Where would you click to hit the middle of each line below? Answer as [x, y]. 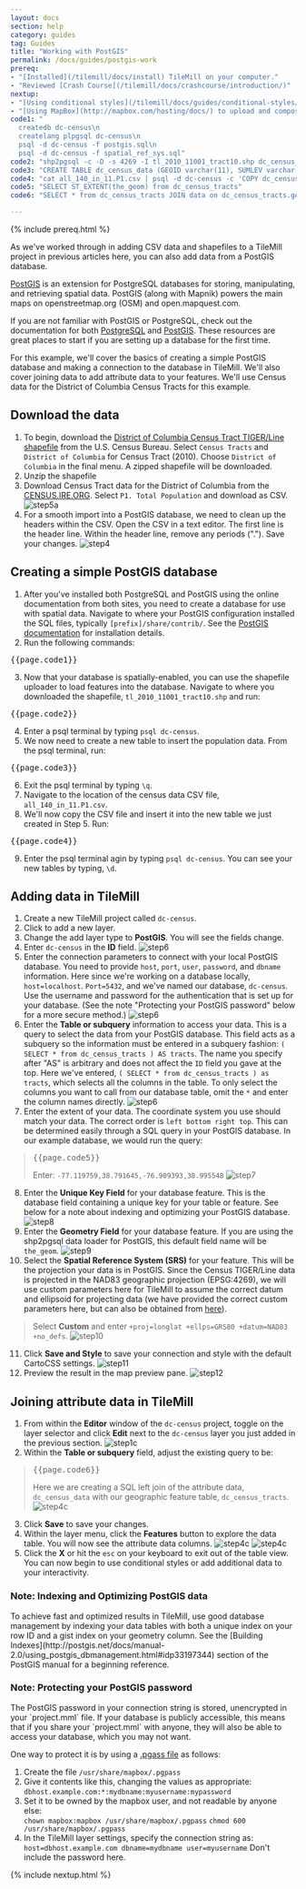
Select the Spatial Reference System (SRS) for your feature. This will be [158, 1261]
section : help [37, 26]
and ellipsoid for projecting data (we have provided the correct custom [156, 1299]
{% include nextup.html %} [61, 1874]
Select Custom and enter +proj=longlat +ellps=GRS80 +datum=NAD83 [160, 1326]
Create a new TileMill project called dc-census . [110, 919]
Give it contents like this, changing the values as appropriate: [138, 1781]
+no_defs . [50, 1336]
